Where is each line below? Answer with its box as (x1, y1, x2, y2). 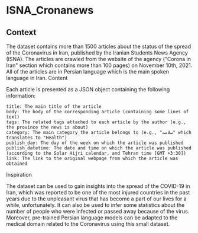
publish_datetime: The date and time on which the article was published (6, 145, 192, 151)
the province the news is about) (6, 125, 89, 130)
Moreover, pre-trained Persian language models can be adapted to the (6, 214, 178, 221)
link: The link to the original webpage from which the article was (6, 155, 178, 161)
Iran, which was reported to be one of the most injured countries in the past (6, 189, 190, 196)
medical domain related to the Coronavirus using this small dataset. (6, 221, 170, 227)
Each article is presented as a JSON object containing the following (6, 86, 170, 92)
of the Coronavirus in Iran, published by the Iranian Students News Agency (6, 49, 188, 56)
